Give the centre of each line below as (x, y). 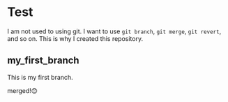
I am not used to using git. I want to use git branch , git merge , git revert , (114, 31)
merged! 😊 (23, 90)
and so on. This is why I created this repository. (75, 38)
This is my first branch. (40, 77)
